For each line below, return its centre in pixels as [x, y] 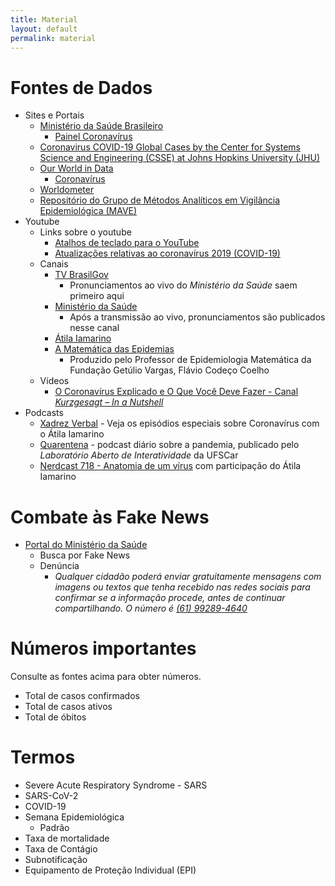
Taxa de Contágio [61, 849]
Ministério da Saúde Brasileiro [101, 126]
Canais [54, 264]
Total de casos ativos [68, 707]
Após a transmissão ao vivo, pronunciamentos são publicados [197, 317]
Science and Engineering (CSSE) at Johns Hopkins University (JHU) [180, 158]
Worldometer [67, 190]
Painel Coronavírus [93, 137]
